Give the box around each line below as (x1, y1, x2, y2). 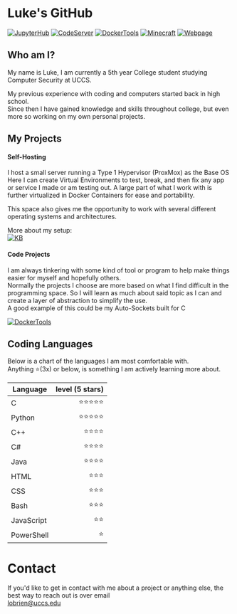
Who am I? (7, 49, 56, 61)
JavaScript (11, 515, 48, 525)
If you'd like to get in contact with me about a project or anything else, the (7, 583, 224, 592)
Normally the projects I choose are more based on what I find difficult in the (7, 281, 229, 290)
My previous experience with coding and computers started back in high (7, 89, 221, 97)
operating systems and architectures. (7, 212, 117, 221)
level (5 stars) (56, 384, 105, 394)
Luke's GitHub (7, 5, 93, 21)
